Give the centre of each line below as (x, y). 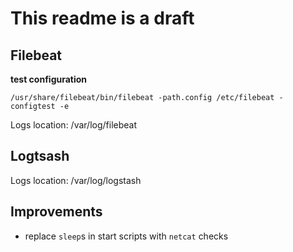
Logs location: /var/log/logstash (76, 180)
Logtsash (40, 156)
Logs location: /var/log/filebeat (74, 125)
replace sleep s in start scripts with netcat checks (126, 236)
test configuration (49, 79)
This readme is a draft (102, 18)
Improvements (56, 212)
